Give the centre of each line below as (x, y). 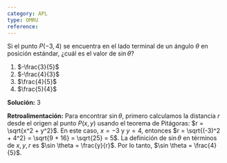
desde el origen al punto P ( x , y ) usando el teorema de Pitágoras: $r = (106, 123)
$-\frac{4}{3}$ (38, 74)
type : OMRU (23, 20)
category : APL (28, 14)
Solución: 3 (24, 103)
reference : (23, 26)
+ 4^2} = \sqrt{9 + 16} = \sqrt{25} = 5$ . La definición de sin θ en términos (112, 138)
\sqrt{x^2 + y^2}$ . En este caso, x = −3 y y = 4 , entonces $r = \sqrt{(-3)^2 (113, 131)
